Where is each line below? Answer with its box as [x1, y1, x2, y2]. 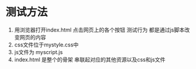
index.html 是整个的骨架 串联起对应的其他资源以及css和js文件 [14, 56, 166, 63]
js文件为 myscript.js [14, 48, 63, 55]
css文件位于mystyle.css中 [14, 41, 79, 48]
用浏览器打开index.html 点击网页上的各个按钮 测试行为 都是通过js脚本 [14, 26, 185, 33]
